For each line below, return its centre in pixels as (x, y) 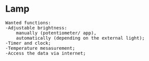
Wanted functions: (28, 23)
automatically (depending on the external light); (80, 38)
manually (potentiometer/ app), (56, 33)
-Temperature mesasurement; (40, 48)
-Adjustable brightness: (36, 28)
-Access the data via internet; (46, 53)
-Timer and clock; (28, 43)
